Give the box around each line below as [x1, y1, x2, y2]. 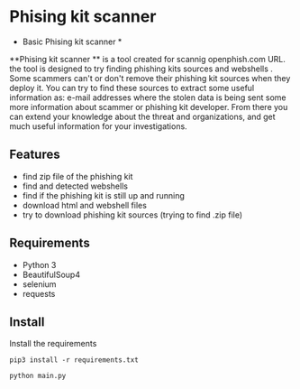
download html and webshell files [22, 199, 147, 210]
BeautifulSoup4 [22, 269, 81, 280]
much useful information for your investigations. [9, 120, 187, 132]
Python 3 [22, 259, 57, 270]
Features [9, 147, 60, 162]
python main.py [9, 372, 67, 381]
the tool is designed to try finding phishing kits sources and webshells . [9, 63, 273, 74]
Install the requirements [9, 338, 97, 349]
